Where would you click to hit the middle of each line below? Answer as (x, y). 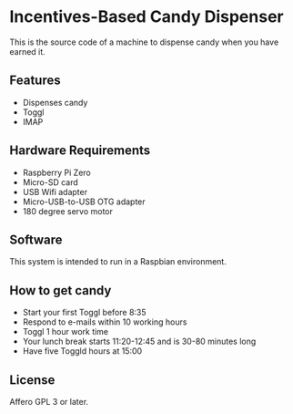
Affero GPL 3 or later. (49, 402)
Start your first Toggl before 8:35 (85, 313)
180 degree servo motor (68, 211)
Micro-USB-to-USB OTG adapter (84, 202)
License (32, 380)
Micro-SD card (51, 182)
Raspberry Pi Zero (56, 172)
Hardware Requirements (80, 151)
